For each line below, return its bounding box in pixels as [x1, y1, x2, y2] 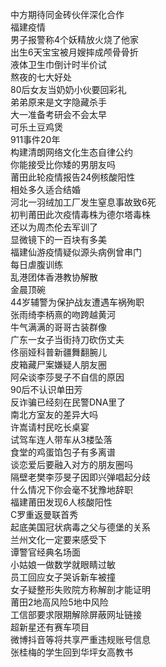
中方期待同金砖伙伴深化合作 [10, 9, 125, 20]
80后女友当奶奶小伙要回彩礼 [10, 84, 127, 95]
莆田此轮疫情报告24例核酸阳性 [10, 171, 136, 183]
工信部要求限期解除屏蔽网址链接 [10, 609, 142, 620]
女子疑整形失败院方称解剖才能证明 [10, 584, 151, 595]
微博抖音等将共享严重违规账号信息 [10, 634, 151, 645]
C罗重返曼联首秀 [10, 509, 79, 520]
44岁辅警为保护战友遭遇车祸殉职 [10, 296, 145, 308]
